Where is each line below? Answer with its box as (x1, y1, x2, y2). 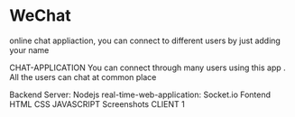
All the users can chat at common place (9, 71, 157, 82)
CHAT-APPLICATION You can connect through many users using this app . (9, 62, 286, 73)
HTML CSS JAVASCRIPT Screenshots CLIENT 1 (9, 98, 185, 109)
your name (9, 44, 50, 55)
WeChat (9, 5, 71, 26)
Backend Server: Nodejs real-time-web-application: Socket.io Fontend (9, 89, 272, 100)
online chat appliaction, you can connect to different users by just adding (9, 35, 281, 46)
